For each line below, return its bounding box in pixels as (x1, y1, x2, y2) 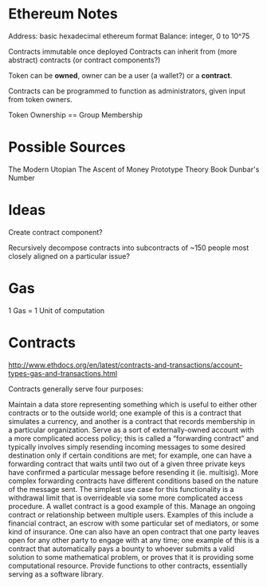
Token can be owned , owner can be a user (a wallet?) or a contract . (8, 70, 233, 80)
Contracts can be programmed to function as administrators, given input (8, 85, 245, 96)
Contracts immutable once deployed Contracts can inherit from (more (8, 46, 238, 56)
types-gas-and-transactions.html (8, 368, 118, 378)
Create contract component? (8, 227, 103, 236)
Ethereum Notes (8, 5, 118, 23)
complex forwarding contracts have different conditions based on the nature (8, 476, 259, 486)
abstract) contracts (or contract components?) (8, 55, 161, 65)
